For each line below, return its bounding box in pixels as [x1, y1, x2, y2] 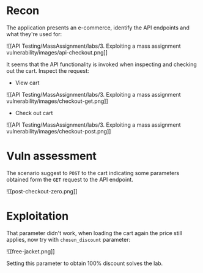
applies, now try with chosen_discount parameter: [6, 236, 131, 243]
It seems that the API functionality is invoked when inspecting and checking [6, 61, 197, 68]
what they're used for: [6, 30, 62, 37]
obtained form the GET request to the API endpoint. [6, 176, 133, 183]
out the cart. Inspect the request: [6, 67, 90, 74]
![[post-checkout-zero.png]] [6, 187, 78, 195]
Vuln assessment [6, 149, 97, 163]
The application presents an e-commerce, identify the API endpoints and [6, 24, 190, 31]
